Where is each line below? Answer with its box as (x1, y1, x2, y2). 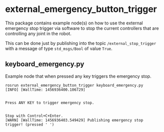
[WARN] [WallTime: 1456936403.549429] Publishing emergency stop (5, 118, 143, 123)
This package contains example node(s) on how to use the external (5, 20, 143, 26)
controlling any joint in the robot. (5, 30, 72, 36)
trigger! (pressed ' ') (5, 122, 55, 127)
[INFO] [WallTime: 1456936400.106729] (5, 87, 85, 92)
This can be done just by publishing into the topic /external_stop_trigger (5, 40, 157, 46)
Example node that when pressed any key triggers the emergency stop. (5, 73, 152, 79)
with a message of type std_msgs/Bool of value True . (5, 45, 113, 51)
